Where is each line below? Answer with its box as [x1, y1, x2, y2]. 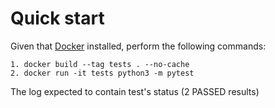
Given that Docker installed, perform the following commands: [10, 40, 267, 52]
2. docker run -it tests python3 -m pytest [10, 68, 195, 78]
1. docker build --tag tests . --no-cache [10, 59, 190, 69]
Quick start [10, 7, 105, 30]
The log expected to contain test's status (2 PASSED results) [10, 85, 260, 97]
